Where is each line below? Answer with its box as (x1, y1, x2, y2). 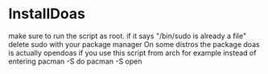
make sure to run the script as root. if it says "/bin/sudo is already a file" (8, 31, 247, 41)
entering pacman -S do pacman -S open (8, 56, 142, 66)
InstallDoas (8, 5, 86, 23)
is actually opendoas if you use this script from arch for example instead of (8, 48, 257, 57)
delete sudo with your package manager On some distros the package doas (8, 39, 260, 49)
